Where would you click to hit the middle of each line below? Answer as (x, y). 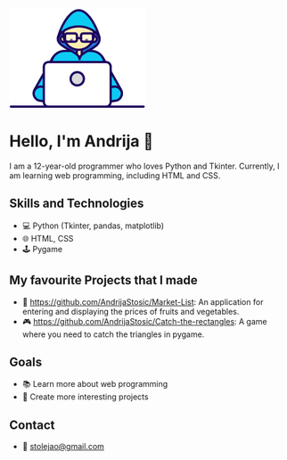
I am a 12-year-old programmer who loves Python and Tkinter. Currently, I (144, 166)
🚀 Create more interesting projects (85, 397)
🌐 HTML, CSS (48, 238)
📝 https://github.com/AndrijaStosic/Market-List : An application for (143, 301)
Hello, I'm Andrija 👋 (82, 141)
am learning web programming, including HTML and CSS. (115, 175)
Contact (32, 425)
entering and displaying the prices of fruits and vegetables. (131, 311)
